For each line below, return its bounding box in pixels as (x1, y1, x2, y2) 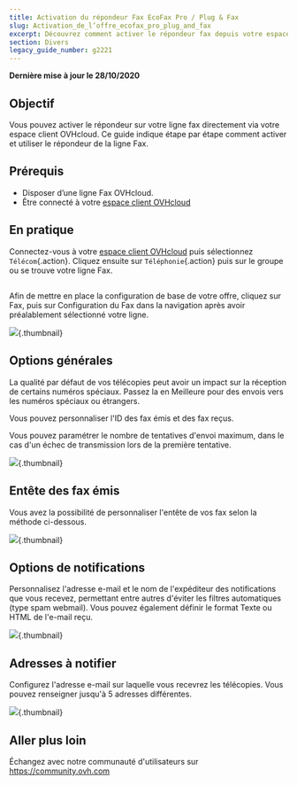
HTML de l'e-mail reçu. (9, 612, 93, 623)
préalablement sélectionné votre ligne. (9, 309, 149, 320)
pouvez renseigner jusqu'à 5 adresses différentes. (9, 688, 193, 700)
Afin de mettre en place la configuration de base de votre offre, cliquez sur (9, 290, 281, 301)
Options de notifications (9, 560, 146, 575)
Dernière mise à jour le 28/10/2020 (9, 70, 140, 81)
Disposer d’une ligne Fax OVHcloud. (21, 187, 154, 198)
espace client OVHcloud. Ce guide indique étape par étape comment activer (9, 128, 287, 139)
